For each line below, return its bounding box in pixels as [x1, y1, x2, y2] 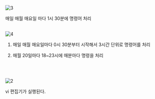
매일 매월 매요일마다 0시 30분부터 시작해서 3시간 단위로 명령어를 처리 [12, 41, 150, 47]
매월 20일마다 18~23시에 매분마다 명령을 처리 [12, 53, 104, 58]
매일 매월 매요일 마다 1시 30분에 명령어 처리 [5, 15, 92, 21]
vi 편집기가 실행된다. [5, 88, 46, 94]
